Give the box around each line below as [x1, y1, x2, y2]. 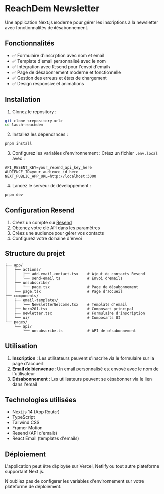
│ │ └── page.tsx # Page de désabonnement [5, 284, 139, 289]
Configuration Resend [5, 206, 75, 215]
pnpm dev [5, 192, 23, 197]
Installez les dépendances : [12, 131, 68, 137]
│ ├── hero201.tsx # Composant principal [5, 306, 134, 311]
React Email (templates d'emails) [12, 435, 79, 441]
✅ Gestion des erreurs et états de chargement [12, 75, 107, 81]
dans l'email [12, 381, 37, 387]
